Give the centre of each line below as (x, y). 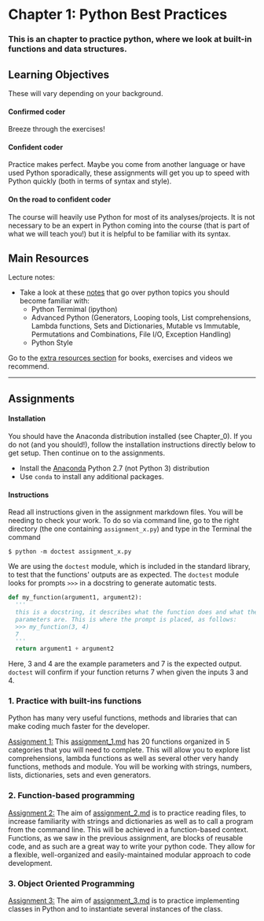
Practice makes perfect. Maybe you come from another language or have (127, 165)
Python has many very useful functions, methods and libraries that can (123, 718)
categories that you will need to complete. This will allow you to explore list (129, 750)
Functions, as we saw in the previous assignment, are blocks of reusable (126, 837)
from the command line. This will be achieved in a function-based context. (128, 830)
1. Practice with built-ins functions (75, 701)
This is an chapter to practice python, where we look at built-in (130, 39)
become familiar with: (55, 301)
